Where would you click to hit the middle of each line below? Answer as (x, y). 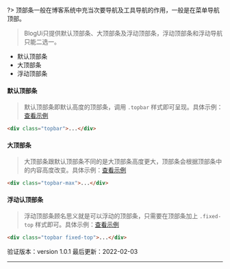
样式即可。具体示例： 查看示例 (77, 224)
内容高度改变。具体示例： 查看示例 (78, 170)
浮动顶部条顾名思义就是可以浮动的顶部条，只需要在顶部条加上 (111, 216)
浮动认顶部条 (25, 199)
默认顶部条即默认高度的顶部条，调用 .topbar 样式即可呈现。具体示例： (123, 107)
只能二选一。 (42, 42)
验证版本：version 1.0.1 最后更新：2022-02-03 (73, 252)
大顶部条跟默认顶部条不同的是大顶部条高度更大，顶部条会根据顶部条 (120, 162)
